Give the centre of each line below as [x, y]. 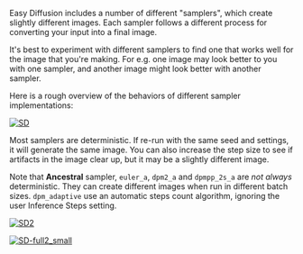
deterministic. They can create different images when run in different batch [149, 186]
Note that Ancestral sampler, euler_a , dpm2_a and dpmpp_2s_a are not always [151, 177]
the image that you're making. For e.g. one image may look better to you [143, 59]
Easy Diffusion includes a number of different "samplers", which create [141, 13]
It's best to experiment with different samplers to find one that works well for [151, 50]
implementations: [41, 105]
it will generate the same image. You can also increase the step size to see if [151, 150]
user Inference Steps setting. [63, 205]
